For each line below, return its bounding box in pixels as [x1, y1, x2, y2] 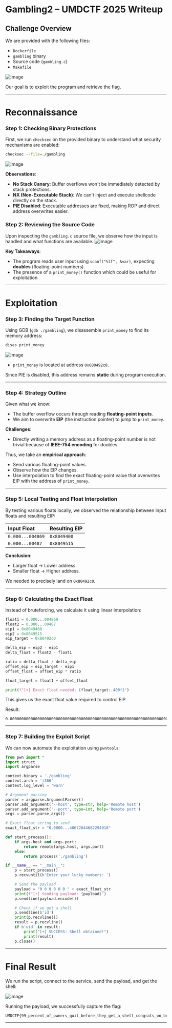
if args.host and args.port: [14, 839, 77, 844]
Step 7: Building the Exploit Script [5, 733, 90, 740]
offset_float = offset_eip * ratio [5, 668, 81, 674]
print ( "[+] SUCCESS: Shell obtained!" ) [24, 929, 109, 934]
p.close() [14, 939, 36, 944]
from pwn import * [5, 755, 45, 760]
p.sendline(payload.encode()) [14, 896, 79, 901]
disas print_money [5, 343, 45, 348]
